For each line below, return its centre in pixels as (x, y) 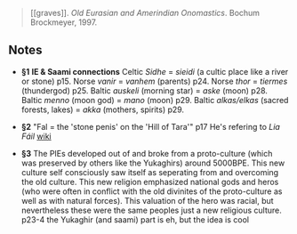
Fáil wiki (36, 136)
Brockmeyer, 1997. (64, 22)
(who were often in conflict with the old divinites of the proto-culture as (152, 191)
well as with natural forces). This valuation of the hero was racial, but (147, 200)
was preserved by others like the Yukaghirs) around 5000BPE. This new (153, 163)
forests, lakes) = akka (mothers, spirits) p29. (102, 109)
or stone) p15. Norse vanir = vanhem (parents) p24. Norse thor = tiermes (154, 81)
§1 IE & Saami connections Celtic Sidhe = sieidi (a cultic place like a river (155, 71)
